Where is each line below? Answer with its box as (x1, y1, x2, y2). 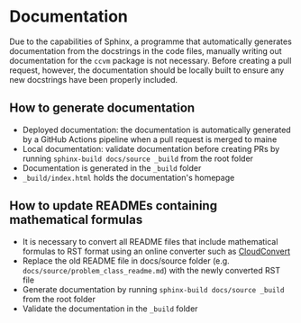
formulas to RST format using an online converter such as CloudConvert (22, 246, 291, 256)
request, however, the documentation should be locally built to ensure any (9, 65, 285, 76)
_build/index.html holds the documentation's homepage (22, 172, 235, 183)
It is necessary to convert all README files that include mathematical (22, 236, 278, 247)
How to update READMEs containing (9, 198, 218, 213)
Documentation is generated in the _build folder (22, 162, 202, 173)
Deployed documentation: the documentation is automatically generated (22, 124, 291, 135)
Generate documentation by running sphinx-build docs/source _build (22, 283, 285, 294)
